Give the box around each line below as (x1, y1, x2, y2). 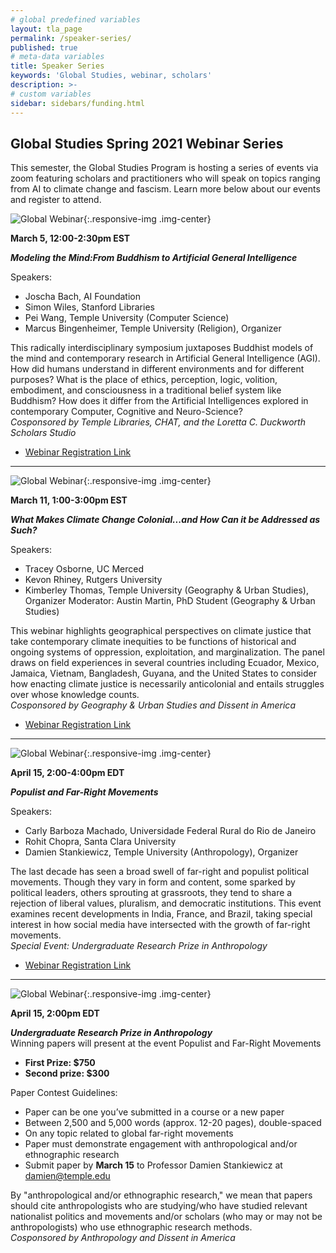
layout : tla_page (10, 24, 83, 34)
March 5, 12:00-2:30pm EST (10, 232, 131, 245)
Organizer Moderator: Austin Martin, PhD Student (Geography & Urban (24, 595, 316, 607)
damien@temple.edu (24, 1170, 111, 1182)
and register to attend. (10, 194, 102, 206)
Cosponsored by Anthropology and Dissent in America (10, 1232, 236, 1244)
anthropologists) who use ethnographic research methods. (10, 1221, 253, 1233)
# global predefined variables (10, 14, 141, 25)
